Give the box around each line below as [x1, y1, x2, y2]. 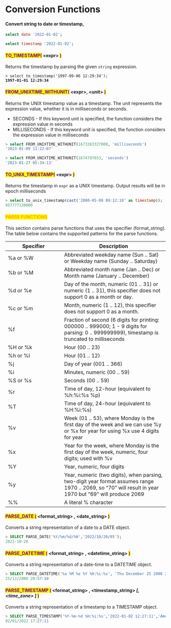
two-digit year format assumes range [64, 478, 154, 485]
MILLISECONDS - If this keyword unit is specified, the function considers [12, 126, 165, 132]
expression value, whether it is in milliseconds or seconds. [5, 106, 128, 112]
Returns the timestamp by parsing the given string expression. [5, 64, 137, 70]
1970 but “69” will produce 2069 [64, 491, 145, 498]
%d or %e [8, 287, 32, 294]
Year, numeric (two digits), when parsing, [64, 471, 163, 478]
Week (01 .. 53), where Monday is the [64, 415, 155, 422]
